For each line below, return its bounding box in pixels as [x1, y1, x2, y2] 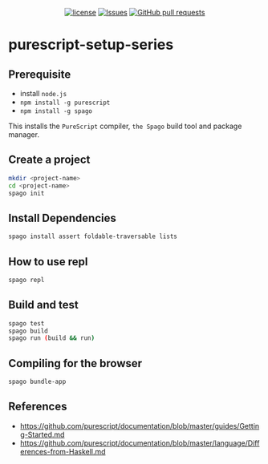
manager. [8, 130, 40, 139]
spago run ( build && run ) [8, 334, 95, 342]
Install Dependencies [8, 211, 116, 224]
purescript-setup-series [8, 36, 174, 54]
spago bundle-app [8, 377, 67, 386]
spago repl [8, 276, 45, 284]
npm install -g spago [19, 107, 92, 115]
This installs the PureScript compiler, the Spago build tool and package [8, 121, 242, 131]
